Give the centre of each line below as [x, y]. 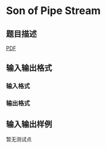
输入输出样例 [29, 124]
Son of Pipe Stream [53, 11]
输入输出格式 [29, 68]
